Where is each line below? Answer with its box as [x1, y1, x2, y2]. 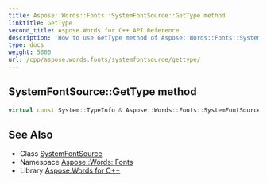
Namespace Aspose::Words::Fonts [19, 158, 133, 167]
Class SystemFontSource [19, 149, 103, 158]
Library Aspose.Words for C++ [19, 166, 121, 175]
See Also [8, 128, 53, 141]
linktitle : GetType [8, 19, 73, 27]
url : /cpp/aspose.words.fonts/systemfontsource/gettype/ [8, 56, 201, 64]
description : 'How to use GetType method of [8, 33, 158, 42]
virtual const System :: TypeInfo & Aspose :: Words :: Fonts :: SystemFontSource [8, 106, 261, 114]
